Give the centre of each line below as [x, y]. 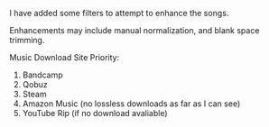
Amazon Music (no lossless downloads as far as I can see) [131, 104]
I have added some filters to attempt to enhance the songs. [119, 13]
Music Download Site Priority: [65, 57]
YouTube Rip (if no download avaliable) [95, 113]
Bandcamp [42, 75]
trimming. [27, 40]
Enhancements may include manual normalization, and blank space [134, 30]
